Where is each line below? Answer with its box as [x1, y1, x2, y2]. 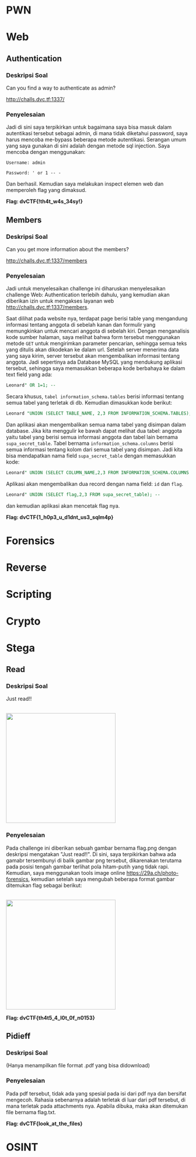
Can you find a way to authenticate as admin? [6, 84, 116, 91]
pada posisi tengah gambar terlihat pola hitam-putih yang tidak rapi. [6, 863, 169, 870]
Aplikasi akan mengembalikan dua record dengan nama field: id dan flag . [6, 480, 184, 487]
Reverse [6, 561, 47, 574]
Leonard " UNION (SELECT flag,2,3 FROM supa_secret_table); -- [6, 491, 160, 498]
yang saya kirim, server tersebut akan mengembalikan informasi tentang [6, 352, 180, 360]
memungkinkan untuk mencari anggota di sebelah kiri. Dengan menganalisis [6, 327, 190, 334]
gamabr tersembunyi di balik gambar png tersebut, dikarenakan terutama [6, 857, 182, 864]
